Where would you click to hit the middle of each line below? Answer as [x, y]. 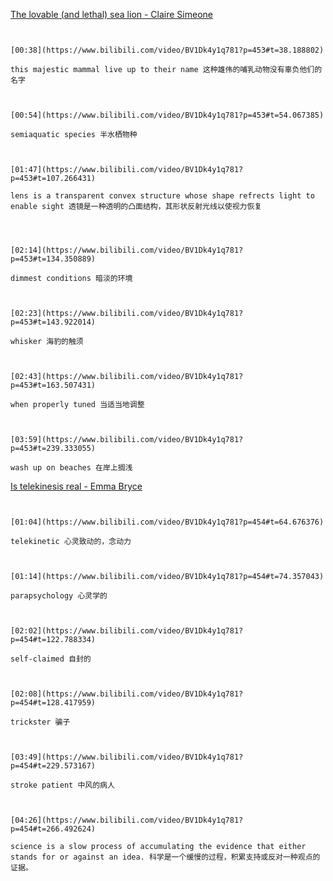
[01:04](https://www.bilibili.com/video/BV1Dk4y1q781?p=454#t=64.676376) [167, 522]
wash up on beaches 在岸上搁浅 [71, 468]
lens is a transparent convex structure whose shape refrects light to [162, 196]
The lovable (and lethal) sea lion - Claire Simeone [111, 14]
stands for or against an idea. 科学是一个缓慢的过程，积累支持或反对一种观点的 [165, 857]
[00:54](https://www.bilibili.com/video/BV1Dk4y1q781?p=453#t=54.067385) [167, 115]
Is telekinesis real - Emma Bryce [76, 486]
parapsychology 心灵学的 [59, 596]
